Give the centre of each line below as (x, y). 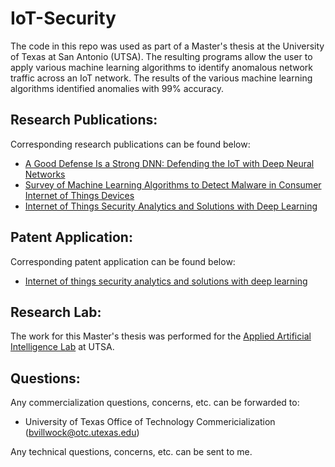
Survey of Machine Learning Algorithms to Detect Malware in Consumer (173, 184)
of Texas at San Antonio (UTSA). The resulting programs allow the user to (161, 56)
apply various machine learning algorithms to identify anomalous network (162, 67)
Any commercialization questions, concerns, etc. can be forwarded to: (155, 403)
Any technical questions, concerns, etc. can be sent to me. (131, 452)
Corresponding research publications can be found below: (130, 144)
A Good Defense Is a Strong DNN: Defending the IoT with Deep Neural (169, 163)
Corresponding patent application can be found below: (123, 261)
